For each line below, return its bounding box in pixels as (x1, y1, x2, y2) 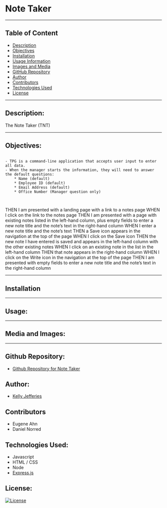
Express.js (12, 470, 34, 476)
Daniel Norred (12, 426, 41, 432)
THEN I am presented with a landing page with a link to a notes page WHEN (5, 207, 160, 213)
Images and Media (12, 63, 51, 69)
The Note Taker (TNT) (5, 122, 51, 128)
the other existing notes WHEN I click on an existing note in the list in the (5, 244, 154, 250)
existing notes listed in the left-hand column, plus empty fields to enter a (5, 217, 154, 223)
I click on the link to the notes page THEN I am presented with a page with (5, 212, 157, 218)
